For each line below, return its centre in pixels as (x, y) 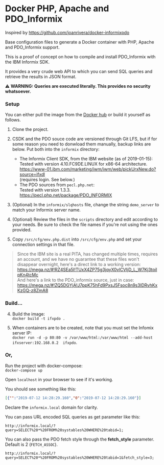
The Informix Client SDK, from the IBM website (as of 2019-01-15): (86, 159)
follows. (13, 120)
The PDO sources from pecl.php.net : (57, 185)
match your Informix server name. (46, 210)
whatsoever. (18, 91)
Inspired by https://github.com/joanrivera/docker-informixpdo (67, 32)
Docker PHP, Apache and (57, 9)
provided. (22, 230)
